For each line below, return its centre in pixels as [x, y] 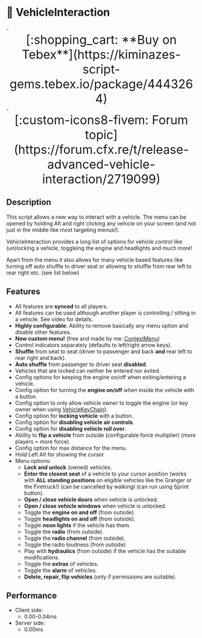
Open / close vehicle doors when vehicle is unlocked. [91, 499]
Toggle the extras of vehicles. [61, 563]
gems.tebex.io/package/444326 [101, 84]
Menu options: [33, 460]
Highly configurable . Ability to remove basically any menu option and [102, 325]
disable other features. [43, 332]
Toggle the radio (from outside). [64, 531]
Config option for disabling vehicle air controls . [74, 422]
